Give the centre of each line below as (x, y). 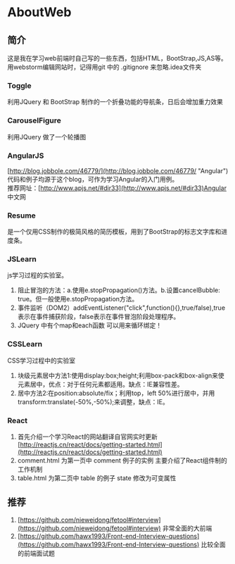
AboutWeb (39, 12)
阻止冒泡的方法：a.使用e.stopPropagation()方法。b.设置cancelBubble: (119, 290)
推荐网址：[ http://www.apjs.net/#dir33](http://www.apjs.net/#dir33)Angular (117, 188)
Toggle (19, 85)
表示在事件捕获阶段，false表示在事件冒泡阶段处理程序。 (99, 317)
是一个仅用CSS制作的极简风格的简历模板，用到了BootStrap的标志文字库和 (114, 232)
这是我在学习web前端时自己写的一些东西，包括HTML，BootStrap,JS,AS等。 (117, 58)
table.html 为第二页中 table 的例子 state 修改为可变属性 (97, 478)
